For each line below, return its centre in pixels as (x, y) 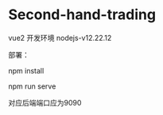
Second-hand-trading (82, 15)
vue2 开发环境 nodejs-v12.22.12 (60, 38)
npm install (26, 70)
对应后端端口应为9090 (45, 102)
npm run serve (32, 86)
